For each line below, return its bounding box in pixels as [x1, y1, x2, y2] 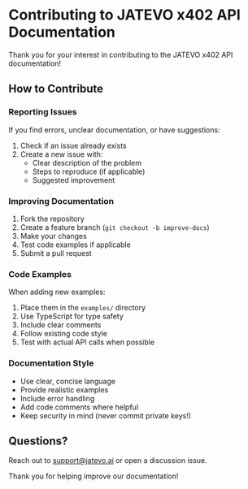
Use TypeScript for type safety [20, 311, 124, 322]
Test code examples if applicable [20, 240, 132, 249]
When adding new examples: [8, 287, 106, 297]
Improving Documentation [8, 195, 115, 206]
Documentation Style [8, 357, 94, 369]
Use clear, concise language [20, 376, 116, 386]
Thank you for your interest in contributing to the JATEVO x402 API [8, 50, 233, 59]
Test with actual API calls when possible [20, 337, 155, 347]
